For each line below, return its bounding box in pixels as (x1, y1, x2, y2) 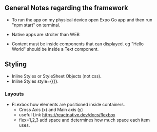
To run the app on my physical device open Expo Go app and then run (11, 17, 153, 22)
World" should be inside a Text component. (11, 46, 99, 52)
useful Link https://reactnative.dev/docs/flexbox (19, 112, 116, 117)
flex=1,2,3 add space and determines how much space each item (19, 117, 150, 123)
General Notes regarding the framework (4, 4, 128, 12)
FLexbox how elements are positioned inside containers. (11, 101, 125, 107)
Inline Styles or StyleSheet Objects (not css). (11, 73, 102, 79)
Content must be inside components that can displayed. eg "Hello (11, 41, 144, 47)
